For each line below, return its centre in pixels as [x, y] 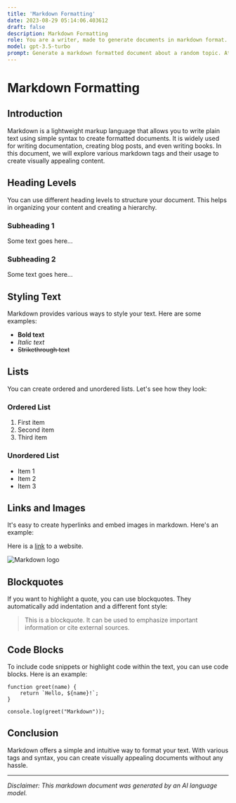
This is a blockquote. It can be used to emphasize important [111, 620]
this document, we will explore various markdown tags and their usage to [113, 153]
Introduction [35, 114]
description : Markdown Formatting [58, 33]
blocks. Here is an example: [47, 674]
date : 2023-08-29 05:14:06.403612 [58, 20]
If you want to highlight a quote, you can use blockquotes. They [99, 599]
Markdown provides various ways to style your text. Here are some [104, 313]
